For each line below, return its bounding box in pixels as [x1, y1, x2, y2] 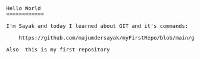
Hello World [6, 5, 41, 11]
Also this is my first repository [6, 47, 110, 53]
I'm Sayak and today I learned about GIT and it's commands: [6, 23, 189, 29]
